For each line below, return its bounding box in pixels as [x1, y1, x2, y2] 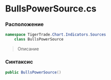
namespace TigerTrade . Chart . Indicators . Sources [5, 32, 106, 37]
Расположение [5, 21, 44, 28]
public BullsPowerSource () [5, 69, 61, 75]
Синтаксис [5, 58, 33, 65]
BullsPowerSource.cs [5, 3, 96, 14]
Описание [17, 46, 39, 52]
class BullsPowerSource [14, 37, 64, 42]
